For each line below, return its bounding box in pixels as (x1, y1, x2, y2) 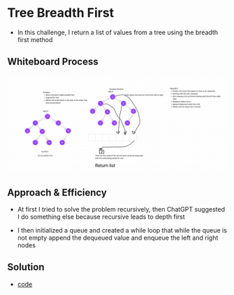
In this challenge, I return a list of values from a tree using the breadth (17, 28, 219, 36)
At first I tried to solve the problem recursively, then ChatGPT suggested (17, 205, 226, 214)
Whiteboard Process (7, 56, 99, 68)
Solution (7, 261, 45, 273)
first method (17, 35, 53, 43)
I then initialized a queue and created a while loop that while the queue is (17, 226, 227, 235)
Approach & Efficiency (7, 186, 107, 198)
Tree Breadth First (7, 5, 115, 21)
